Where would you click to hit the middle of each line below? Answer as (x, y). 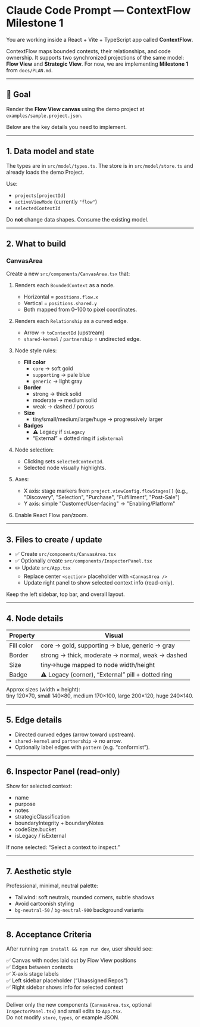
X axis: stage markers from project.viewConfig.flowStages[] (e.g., (106, 491)
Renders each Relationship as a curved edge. (71, 321)
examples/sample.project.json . (44, 115)
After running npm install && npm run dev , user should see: (79, 949)
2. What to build (36, 243)
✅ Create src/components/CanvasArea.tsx (65, 554)
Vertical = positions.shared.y (60, 303)
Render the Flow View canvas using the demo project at (75, 109)
